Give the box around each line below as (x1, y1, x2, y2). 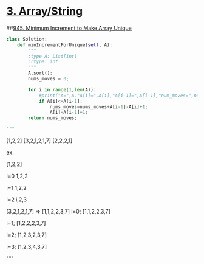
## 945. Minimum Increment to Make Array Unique (6, 24, 132, 32)
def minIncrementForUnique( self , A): (17, 41, 113, 48)
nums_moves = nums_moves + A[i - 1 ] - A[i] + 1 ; (49, 103, 148, 110)
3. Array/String (6, 4, 83, 18)
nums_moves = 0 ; (28, 76, 69, 82)
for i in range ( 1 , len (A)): (28, 86, 97, 92)
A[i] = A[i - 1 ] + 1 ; (49, 109, 88, 116)
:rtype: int (28, 59, 59, 65)
